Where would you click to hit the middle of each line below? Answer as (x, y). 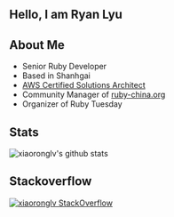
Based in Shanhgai (56, 76)
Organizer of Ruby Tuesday (72, 104)
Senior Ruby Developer (64, 67)
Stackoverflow (51, 181)
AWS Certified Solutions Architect (84, 85)
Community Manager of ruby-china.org (94, 95)
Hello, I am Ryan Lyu (66, 15)
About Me (37, 45)
